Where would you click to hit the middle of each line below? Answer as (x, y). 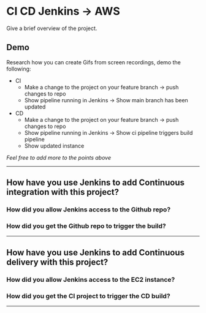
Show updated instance (54, 146)
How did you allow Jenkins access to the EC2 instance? (91, 279)
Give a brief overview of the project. (52, 28)
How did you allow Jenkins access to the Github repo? (89, 209)
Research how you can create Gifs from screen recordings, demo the (93, 62)
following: (19, 69)
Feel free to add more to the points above (59, 157)
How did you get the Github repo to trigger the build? (86, 226)
